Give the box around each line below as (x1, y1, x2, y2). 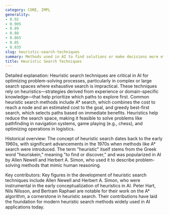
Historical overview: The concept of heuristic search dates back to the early (5, 136, 162, 142)
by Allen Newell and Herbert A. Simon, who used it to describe (5, 157, 135, 163)
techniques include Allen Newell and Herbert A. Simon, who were (5, 177, 141, 183)
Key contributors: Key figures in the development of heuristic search (5, 172, 147, 178)
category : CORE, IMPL (5, 7, 51, 13)
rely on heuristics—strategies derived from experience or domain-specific (5, 88, 159, 94)
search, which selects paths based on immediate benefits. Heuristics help (5, 110, 158, 116)
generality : (5, 12, 30, 17)
